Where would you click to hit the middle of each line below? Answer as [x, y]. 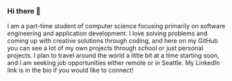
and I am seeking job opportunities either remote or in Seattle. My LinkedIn [114, 63]
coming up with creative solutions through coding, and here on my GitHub [113, 41]
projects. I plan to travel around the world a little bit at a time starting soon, [113, 55]
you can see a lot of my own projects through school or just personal [105, 48]
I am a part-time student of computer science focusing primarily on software [116, 26]
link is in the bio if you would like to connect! [70, 70]
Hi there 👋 [24, 11]
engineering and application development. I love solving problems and [107, 33]
